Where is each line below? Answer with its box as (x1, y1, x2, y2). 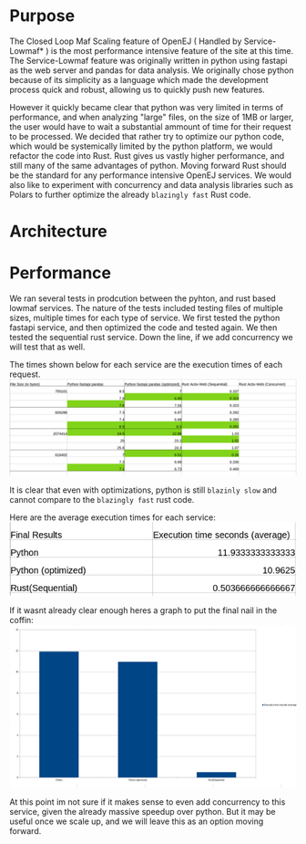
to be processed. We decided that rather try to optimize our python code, (9, 130, 284, 141)
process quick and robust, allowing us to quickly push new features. (9, 84, 266, 95)
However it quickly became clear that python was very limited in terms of (9, 101, 284, 112)
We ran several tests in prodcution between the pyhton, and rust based (9, 293, 276, 304)
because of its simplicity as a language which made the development (9, 74, 269, 85)
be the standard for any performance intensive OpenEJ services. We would (9, 170, 292, 181)
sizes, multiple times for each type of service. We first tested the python (9, 312, 280, 324)
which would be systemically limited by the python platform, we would (9, 141, 273, 151)
